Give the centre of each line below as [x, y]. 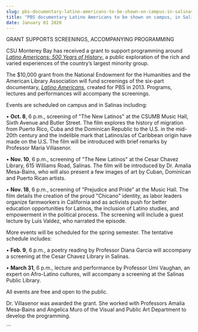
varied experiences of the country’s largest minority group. [77, 63]
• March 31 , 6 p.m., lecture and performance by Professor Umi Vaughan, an [98, 268]
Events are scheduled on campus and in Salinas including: [77, 105]
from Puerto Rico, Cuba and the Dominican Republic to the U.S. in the [90, 129]
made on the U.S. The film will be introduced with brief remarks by [87, 142]
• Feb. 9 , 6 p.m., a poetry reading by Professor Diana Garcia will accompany [99, 250]
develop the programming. [38, 316]
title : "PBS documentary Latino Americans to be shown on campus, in [93, 17]
